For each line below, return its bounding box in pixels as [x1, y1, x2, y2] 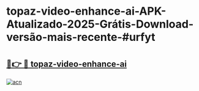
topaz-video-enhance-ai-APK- [6, 4, 167, 18]
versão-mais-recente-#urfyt [6, 31, 156, 44]
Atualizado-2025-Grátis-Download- [6, 17, 194, 31]
